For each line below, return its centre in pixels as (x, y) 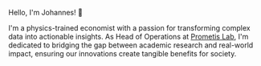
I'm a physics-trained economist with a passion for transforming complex (129, 28)
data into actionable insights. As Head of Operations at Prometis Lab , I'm (128, 37)
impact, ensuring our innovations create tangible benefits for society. (122, 54)
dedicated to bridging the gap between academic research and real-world (131, 45)
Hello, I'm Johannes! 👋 (45, 12)
